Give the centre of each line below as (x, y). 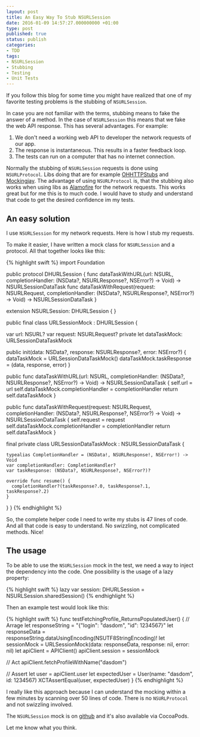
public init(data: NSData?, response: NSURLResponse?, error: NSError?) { (96, 352)
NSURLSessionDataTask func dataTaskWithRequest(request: (81, 287)
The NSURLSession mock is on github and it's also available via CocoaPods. (98, 716)
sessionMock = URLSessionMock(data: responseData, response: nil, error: (98, 644)
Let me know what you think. (42, 727)
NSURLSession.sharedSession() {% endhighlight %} (70, 595)
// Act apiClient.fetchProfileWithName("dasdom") (67, 662)
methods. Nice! (25, 532)
